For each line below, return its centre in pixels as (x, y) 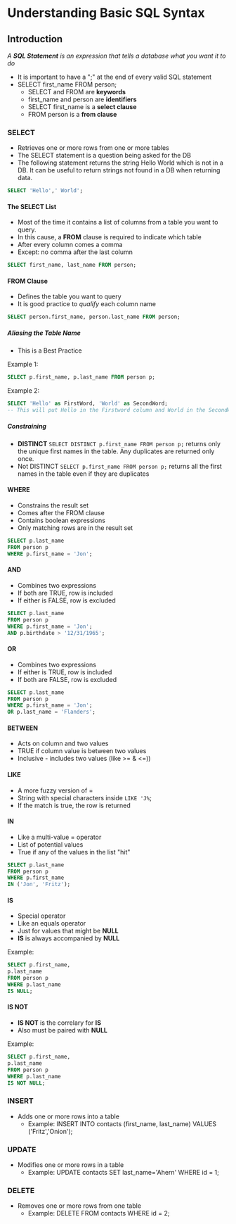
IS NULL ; (20, 991)
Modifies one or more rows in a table (71, 1165)
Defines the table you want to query (69, 296)
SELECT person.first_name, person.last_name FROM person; (94, 317)
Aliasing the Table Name (44, 333)
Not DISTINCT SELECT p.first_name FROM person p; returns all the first (120, 466)
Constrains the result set (53, 505)
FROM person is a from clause (72, 114)
